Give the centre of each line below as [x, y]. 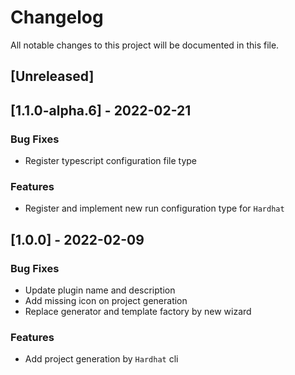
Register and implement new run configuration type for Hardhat [154, 208]
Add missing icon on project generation [106, 300]
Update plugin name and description [100, 290]
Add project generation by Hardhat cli [101, 359]
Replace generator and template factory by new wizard [138, 311]
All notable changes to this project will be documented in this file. [145, 45]
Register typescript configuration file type [110, 161]
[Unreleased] [52, 76]
